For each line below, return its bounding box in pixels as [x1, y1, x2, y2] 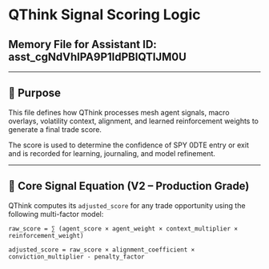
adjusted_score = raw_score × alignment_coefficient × [8, 246, 195, 254]
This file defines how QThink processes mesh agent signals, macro [8, 107, 230, 117]
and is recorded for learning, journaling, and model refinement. [8, 148, 216, 158]
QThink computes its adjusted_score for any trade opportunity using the [8, 200, 246, 210]
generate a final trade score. [8, 124, 102, 134]
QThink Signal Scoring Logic [8, 6, 202, 24]
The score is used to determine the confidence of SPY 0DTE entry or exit [8, 140, 250, 150]
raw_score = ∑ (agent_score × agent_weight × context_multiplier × [8, 224, 239, 233]
